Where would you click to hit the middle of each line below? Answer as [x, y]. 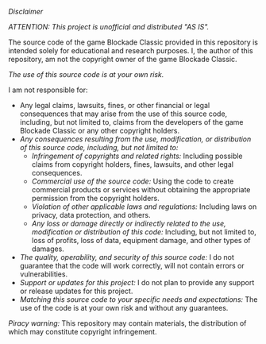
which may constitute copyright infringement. [83, 332]
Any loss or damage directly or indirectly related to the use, [129, 223]
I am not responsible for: [48, 90]
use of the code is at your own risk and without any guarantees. [124, 308]
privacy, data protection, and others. [91, 215]
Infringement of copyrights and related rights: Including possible [137, 156]
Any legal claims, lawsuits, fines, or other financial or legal [115, 105]
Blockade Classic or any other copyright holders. [100, 131]
